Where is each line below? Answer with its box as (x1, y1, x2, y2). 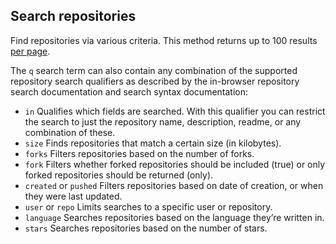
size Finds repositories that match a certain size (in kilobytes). (24, 137, 282, 149)
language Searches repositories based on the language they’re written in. (24, 211, 325, 223)
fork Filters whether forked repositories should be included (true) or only (24, 158, 326, 170)
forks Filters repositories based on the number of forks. (24, 147, 255, 159)
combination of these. (24, 126, 116, 138)
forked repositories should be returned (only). (24, 169, 214, 181)
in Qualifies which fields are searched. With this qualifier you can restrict (24, 105, 326, 117)
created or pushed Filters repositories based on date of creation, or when (24, 179, 324, 191)
